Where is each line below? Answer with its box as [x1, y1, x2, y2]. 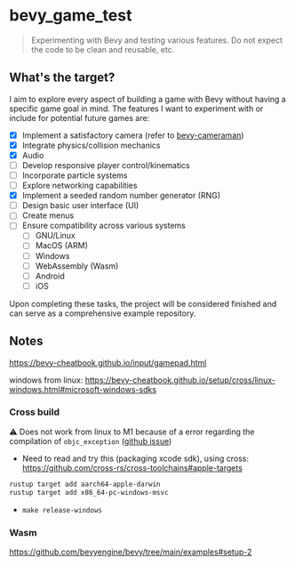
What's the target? [9, 70, 116, 85]
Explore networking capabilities [21, 180, 138, 191]
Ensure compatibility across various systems [21, 220, 187, 231]
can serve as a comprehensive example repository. [9, 308, 196, 319]
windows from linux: [9, 375, 84, 385]
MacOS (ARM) [35, 240, 89, 251]
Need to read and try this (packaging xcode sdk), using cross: [21, 453, 249, 464]
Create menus [21, 210, 75, 221]
